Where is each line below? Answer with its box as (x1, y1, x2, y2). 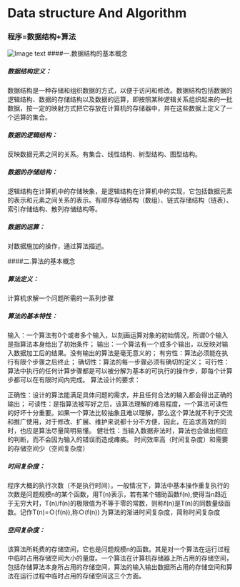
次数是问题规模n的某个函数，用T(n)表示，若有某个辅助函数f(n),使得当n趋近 (7, 490, 227, 499)
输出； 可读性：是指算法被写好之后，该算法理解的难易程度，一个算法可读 (7, 399, 222, 408)
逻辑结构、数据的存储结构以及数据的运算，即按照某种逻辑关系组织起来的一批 (7, 95, 233, 104)
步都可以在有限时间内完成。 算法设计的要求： (7, 376, 141, 384)
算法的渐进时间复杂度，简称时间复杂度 (107, 508, 221, 516)
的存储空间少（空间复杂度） (7, 444, 89, 453)
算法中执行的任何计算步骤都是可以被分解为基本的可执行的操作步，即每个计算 (7, 367, 233, 375)
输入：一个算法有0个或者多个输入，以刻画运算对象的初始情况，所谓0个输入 (7, 331, 229, 340)
